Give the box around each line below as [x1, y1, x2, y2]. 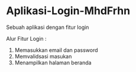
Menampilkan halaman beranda [14, 59, 92, 66]
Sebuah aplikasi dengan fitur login [6, 24, 89, 31]
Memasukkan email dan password [14, 46, 99, 54]
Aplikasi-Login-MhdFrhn [6, 4, 131, 18]
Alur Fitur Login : [6, 35, 47, 42]
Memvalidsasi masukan [14, 53, 72, 60]
